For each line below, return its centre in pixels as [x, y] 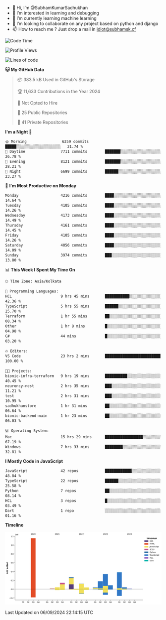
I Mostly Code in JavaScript [34, 461]
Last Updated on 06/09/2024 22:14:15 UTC [49, 612]
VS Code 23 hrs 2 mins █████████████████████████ [83, 356]
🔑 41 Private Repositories [43, 122]
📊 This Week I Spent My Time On [40, 270]
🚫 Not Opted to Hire [37, 103]
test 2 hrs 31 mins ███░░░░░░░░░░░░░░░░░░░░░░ [83, 396]
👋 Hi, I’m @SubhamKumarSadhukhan [50, 8]
